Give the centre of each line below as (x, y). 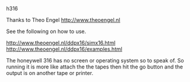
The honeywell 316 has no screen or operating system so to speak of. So (95, 60)
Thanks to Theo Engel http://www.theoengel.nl (63, 20)
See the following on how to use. (46, 31)
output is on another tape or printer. (50, 73)
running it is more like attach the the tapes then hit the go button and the (95, 67)
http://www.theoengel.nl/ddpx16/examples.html (64, 49)
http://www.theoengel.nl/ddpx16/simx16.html (61, 43)
